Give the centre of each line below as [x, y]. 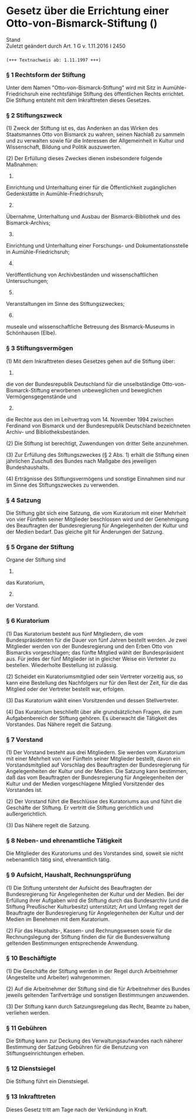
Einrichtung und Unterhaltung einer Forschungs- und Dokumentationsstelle [97, 246]
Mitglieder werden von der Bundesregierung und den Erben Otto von [89, 646]
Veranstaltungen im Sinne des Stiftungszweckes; [65, 304]
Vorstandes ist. [24, 790]
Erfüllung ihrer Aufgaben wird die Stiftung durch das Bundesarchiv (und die [97, 900]
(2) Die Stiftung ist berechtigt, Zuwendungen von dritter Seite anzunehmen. [97, 443]
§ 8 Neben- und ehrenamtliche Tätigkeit [64, 840]
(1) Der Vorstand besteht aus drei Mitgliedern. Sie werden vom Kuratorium [96, 752]
